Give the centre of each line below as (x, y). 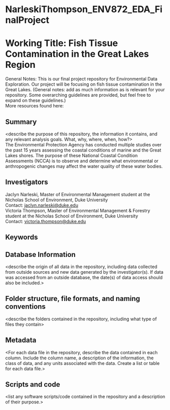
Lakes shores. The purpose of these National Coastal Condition (72, 155)
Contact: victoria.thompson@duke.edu (46, 221)
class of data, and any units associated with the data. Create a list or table (82, 363)
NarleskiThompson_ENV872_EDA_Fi (84, 9)
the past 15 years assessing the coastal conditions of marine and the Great (83, 150)
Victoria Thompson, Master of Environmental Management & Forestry (78, 210)
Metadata (21, 340)
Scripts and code (33, 384)
